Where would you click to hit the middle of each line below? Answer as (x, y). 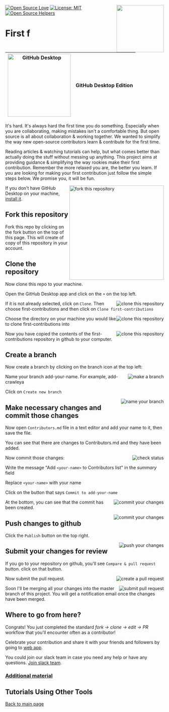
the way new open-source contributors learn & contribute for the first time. (82, 142)
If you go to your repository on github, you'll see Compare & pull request (80, 563)
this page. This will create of (34, 237)
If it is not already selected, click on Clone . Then (55, 303)
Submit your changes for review (57, 551)
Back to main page (25, 704)
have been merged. (25, 599)
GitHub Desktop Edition (104, 85)
